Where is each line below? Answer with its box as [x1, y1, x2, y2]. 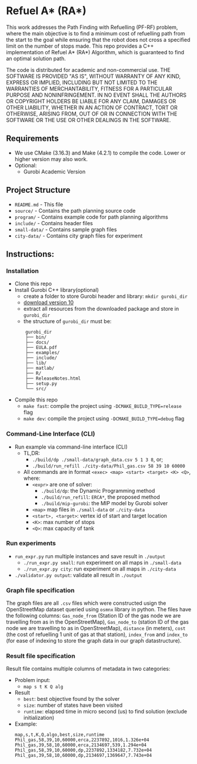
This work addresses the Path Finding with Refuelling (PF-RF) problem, [6, 24, 178, 31]
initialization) [23, 714, 55, 722]
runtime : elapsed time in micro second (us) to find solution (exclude [23, 708, 187, 715]
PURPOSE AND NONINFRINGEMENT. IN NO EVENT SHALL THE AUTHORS [6, 91, 187, 98]
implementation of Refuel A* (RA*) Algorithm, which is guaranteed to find [6, 48, 185, 55]
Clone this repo [14, 280, 52, 287]
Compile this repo [14, 396, 58, 403]
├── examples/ [25, 350, 60, 356]
